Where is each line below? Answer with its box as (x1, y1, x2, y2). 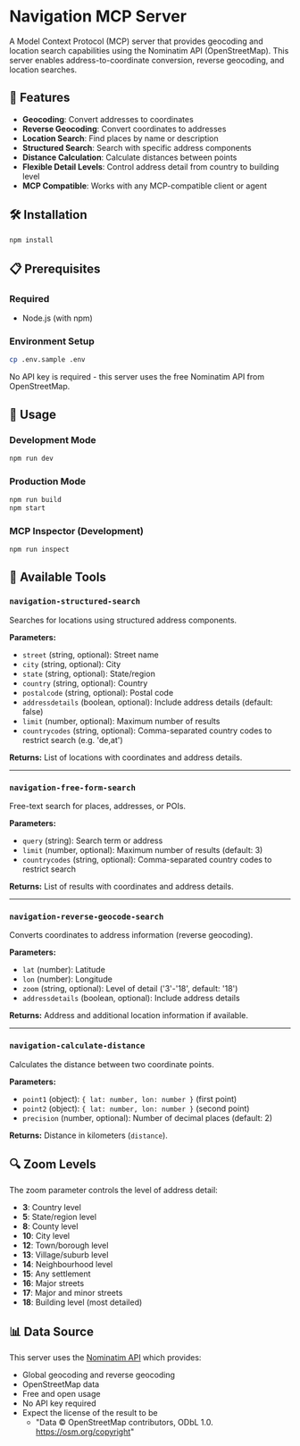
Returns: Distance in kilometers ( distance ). (9, 1130, 168, 1141)
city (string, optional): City (21, 658, 121, 669)
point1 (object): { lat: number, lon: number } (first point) (21, 1093, 237, 1104)
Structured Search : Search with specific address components (21, 142, 252, 153)
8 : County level (21, 1221, 79, 1232)
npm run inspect (9, 545, 70, 555)
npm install (9, 235, 54, 245)
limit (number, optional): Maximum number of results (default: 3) (21, 845, 263, 856)
